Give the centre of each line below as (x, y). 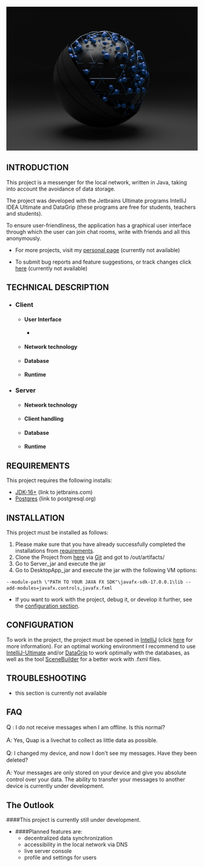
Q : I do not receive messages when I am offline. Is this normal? (86, 727)
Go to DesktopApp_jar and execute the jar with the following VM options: (106, 570)
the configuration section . (47, 606)
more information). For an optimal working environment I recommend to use (101, 646)
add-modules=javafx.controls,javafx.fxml (59, 588)
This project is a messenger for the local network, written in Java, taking (97, 182)
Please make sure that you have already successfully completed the (100, 544)
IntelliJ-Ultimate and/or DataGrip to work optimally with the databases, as (98, 653)
